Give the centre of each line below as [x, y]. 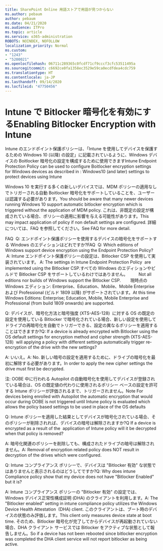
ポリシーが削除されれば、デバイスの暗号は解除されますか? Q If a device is [82, 423]
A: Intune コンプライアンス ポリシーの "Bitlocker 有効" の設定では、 [72, 492]
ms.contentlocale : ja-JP [30, 77]
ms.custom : [16, 50]
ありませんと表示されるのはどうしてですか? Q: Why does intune [72, 471]
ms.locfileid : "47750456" [31, 86]
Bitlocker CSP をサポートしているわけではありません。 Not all [85, 274]
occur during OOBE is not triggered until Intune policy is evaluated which [78, 402]
